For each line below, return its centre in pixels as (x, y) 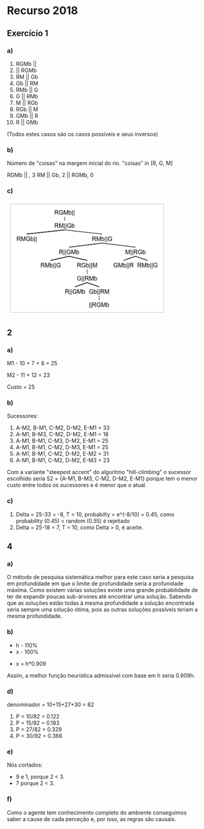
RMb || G (27, 90)
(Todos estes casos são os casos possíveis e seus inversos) (83, 134)
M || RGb (27, 103)
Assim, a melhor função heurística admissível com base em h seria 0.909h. (101, 675)
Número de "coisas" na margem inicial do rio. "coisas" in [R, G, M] (90, 163)
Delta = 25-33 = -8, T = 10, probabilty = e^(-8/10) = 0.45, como (95, 514)
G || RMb (27, 96)
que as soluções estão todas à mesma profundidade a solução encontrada (100, 603)
